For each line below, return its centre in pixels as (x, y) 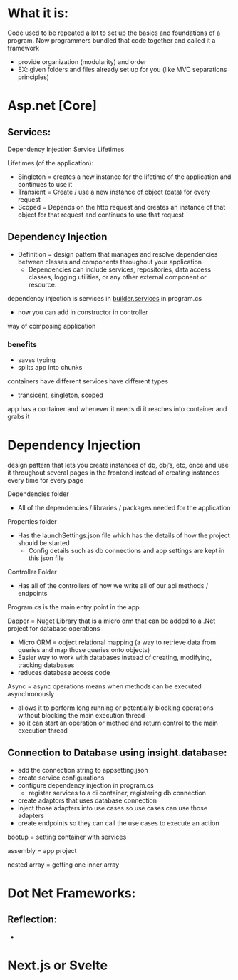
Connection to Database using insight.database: (117, 753)
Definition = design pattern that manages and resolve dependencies (118, 254)
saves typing (36, 360)
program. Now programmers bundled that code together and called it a (112, 40)
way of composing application (52, 326)
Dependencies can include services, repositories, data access (120, 269)
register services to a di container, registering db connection (117, 793)
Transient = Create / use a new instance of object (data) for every (114, 192)
